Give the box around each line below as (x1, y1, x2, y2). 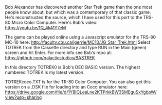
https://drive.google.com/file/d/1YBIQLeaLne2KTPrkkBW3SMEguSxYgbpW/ (5, 89, 157, 95)
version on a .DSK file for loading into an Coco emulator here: (5, 84, 128, 89)
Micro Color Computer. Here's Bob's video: (11, 19, 98, 25)
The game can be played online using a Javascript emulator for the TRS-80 (5, 34, 156, 40)
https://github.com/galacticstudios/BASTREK (5, 55, 95, 60)
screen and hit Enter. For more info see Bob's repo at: (5, 50, 112, 55)
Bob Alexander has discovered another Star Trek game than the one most (5, 4, 152, 10)
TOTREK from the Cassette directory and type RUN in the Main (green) (5, 45, 147, 50)
